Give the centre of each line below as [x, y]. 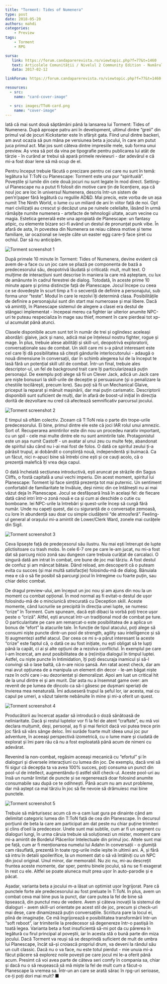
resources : [16, 88]
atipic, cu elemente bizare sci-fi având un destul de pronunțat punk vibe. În [82, 224]
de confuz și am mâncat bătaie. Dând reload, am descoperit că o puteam [80, 565]
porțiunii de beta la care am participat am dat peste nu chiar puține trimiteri [82, 824]
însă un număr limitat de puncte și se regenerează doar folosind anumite [79, 778]
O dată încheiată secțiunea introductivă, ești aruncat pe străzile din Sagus [81, 472]
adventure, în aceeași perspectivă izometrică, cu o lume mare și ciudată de [82, 737]
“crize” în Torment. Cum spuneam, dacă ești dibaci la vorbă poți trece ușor [82, 612]
